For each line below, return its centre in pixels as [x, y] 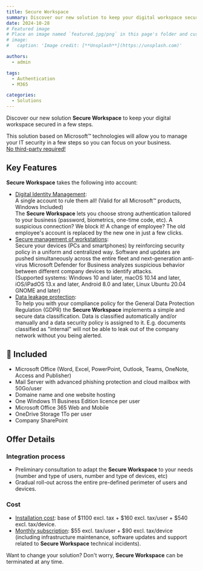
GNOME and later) [38, 290]
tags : [13, 73]
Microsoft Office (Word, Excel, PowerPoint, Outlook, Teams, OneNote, [102, 369]
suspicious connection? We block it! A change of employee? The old [100, 226]
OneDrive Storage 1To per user [53, 414]
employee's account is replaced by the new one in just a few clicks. [99, 233]
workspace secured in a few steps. [50, 124]
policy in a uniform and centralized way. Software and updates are [97, 252]
